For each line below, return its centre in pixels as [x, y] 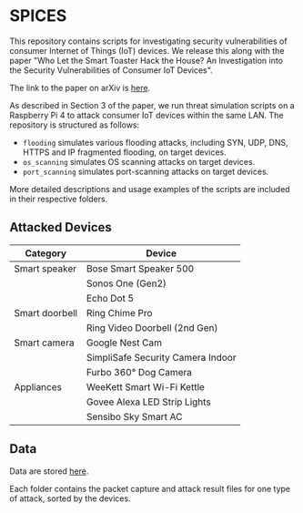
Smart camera [44, 343]
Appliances [38, 386]
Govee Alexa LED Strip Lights [148, 402]
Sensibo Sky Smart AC [134, 416]
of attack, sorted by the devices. [70, 498]
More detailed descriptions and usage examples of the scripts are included [150, 189]
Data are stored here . [49, 471]
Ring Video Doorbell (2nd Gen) [152, 327]
